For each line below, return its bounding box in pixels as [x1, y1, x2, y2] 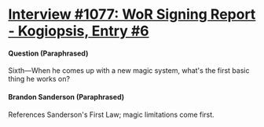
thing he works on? [8, 74, 71, 84]
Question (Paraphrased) [8, 49, 89, 58]
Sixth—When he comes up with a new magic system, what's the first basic [8, 66, 250, 75]
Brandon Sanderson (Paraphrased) [8, 92, 125, 101]
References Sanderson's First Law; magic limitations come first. [8, 110, 214, 119]
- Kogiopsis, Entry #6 [8, 22, 149, 40]
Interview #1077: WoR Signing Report [8, 5, 256, 24]
